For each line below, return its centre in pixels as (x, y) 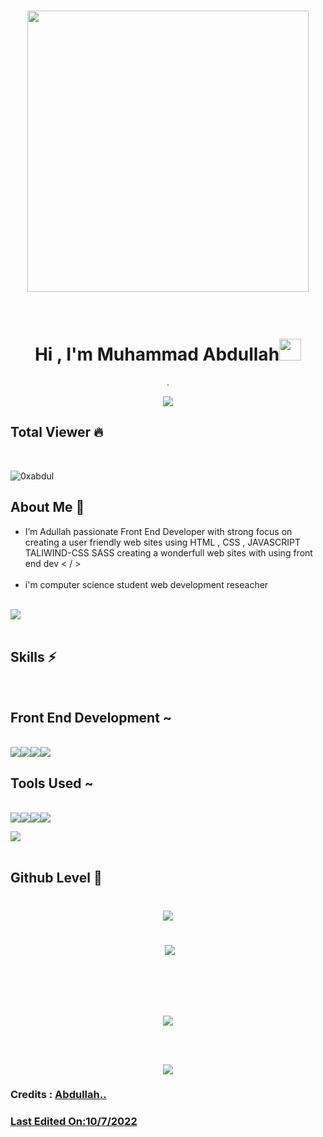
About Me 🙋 (47, 507)
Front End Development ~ (91, 717)
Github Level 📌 (56, 878)
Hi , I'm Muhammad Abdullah (157, 354)
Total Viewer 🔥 (57, 432)
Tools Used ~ (52, 783)
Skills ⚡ (33, 656)
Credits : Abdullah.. (58, 1095)
